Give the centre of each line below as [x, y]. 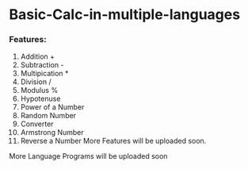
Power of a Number [52, 107]
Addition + [37, 56]
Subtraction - [42, 65]
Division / [36, 82]
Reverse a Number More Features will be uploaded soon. [113, 141]
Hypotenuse [40, 99]
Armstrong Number [52, 133]
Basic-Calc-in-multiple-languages [125, 15]
